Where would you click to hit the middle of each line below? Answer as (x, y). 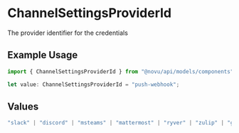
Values (23, 106)
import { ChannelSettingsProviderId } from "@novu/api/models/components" (121, 71)
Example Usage (43, 55)
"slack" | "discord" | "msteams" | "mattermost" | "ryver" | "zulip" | (116, 123)
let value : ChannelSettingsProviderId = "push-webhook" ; (94, 84)
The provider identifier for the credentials (68, 33)
